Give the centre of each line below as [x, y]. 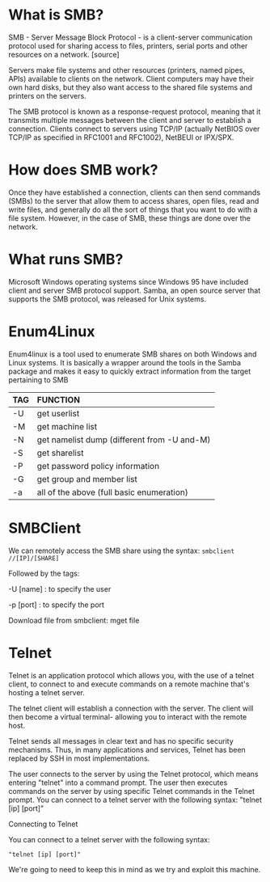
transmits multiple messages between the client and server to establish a [130, 120]
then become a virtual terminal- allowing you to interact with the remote [128, 716]
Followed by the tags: [44, 573]
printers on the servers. [47, 95]
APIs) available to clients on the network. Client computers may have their [131, 78]
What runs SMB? [66, 260]
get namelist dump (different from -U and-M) [124, 440]
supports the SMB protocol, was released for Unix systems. [108, 299]
